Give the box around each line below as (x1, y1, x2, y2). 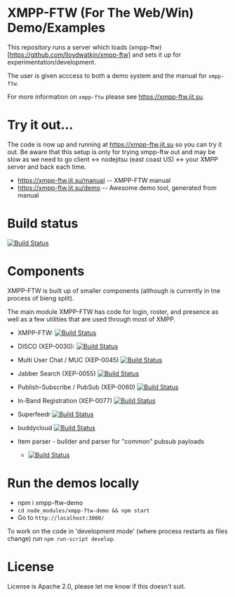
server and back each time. (7, 163, 86, 171)
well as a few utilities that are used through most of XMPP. (7, 315, 176, 323)
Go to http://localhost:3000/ (17, 513, 105, 521)
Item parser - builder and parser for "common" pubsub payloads (17, 437, 205, 446)
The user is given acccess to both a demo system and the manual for (7, 71, 207, 80)
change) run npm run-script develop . (7, 534, 116, 542)
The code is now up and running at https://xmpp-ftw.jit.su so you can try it (7, 140, 222, 149)
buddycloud (17, 423, 53, 432)
